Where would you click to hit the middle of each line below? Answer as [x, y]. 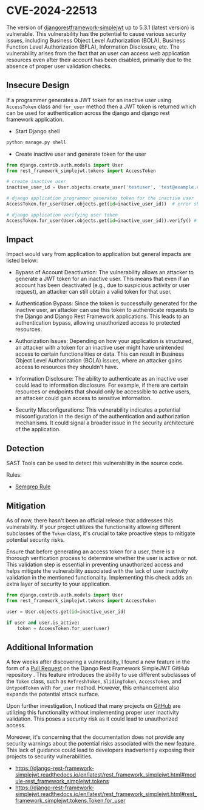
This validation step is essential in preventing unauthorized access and [95, 565]
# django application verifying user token [62, 215]
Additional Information [50, 647]
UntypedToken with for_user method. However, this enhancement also [93, 688]
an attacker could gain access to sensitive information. [83, 398]
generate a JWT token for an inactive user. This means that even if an [102, 279]
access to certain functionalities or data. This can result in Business [100, 354]
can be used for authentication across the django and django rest [88, 112]
